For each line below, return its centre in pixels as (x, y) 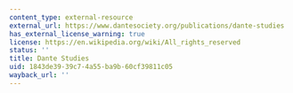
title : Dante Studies (49, 58)
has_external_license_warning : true (77, 34)
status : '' (29, 50)
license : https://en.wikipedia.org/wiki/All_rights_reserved (125, 42)
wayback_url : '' (39, 75)
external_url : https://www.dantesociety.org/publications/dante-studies (147, 26)
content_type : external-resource (71, 17)
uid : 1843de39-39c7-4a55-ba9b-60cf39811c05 (91, 67)
